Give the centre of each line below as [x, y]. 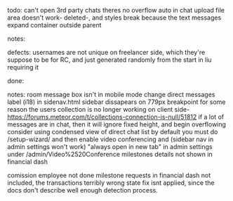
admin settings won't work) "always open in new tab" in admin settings [110, 147]
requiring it [23, 67]
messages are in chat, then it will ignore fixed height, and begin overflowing [117, 124]
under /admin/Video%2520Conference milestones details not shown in [110, 154]
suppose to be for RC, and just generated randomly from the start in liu [109, 60]
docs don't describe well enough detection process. [82, 190]
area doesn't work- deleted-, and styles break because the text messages [114, 18]
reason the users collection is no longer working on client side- [99, 109]
